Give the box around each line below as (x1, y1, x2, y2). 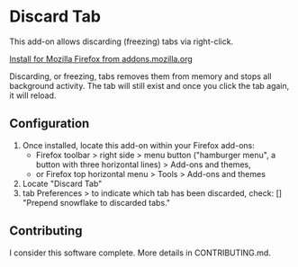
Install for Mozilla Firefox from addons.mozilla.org (9, 53, 194, 64)
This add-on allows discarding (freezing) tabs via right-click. (9, 36, 234, 47)
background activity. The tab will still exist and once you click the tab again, (9, 80, 290, 91)
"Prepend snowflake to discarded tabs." (22, 197, 171, 208)
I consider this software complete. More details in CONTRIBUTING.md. (9, 247, 272, 258)
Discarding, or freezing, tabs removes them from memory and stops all (9, 70, 272, 82)
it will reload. (9, 90, 57, 101)
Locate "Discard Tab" (22, 178, 103, 189)
